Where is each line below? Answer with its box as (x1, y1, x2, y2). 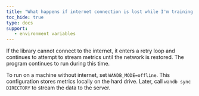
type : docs (6, 20, 33, 26)
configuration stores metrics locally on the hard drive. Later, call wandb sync (6, 78, 191, 85)
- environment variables (14, 31, 76, 37)
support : (6, 25, 28, 32)
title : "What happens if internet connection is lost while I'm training (6, 8, 194, 15)
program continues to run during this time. (6, 60, 110, 67)
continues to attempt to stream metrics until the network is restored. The (6, 54, 185, 61)
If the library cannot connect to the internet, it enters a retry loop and (6, 47, 175, 54)
